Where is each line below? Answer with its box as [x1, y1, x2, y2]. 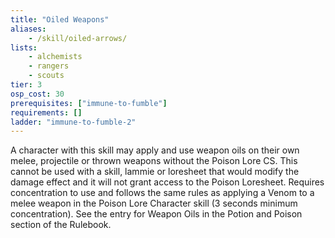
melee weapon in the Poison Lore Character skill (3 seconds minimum [10, 197, 298, 210]
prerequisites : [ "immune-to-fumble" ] [10, 98, 168, 108]
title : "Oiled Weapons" [10, 14, 110, 25]
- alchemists [28, 52, 83, 62]
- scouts [28, 71, 65, 81]
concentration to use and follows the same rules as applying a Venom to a [10, 187, 315, 199]
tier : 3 [10, 80, 43, 90]
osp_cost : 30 [10, 89, 65, 99]
